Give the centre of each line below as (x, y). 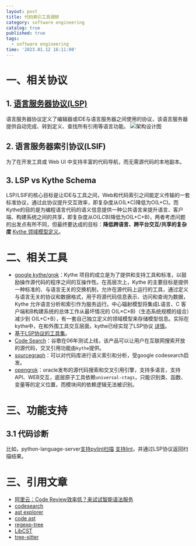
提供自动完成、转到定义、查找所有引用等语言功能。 (67, 126)
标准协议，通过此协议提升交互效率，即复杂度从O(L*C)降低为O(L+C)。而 (92, 202)
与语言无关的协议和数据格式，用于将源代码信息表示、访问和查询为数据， (101, 297)
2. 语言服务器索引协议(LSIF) (56, 147)
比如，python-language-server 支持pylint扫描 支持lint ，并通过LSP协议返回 (95, 449)
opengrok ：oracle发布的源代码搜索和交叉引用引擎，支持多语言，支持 (97, 370)
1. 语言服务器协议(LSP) (47, 104)
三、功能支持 (37, 411)
